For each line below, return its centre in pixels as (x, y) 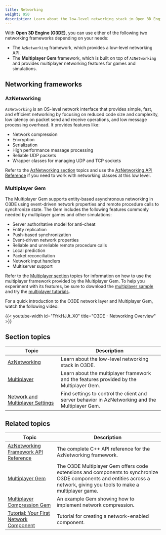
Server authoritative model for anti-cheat (54, 224)
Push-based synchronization (41, 235)
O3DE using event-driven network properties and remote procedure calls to (82, 204)
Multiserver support (32, 266)
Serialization (25, 145)
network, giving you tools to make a (98, 485)
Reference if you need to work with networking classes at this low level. (78, 175)
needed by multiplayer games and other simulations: (59, 215)
